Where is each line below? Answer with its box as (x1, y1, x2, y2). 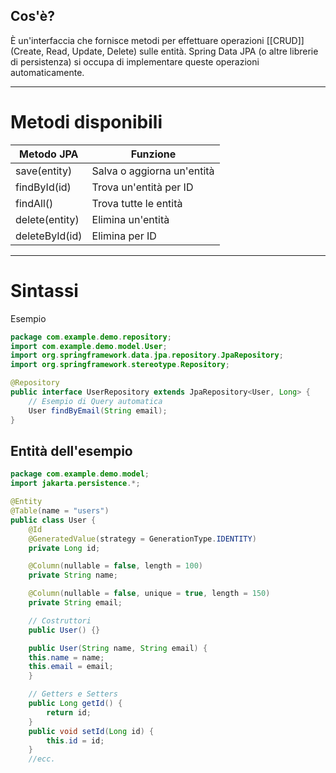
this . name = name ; (28, 652, 105, 663)
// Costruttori (28, 615, 92, 626)
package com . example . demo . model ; (10, 469, 150, 479)
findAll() (15, 196, 54, 210)
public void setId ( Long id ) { (28, 726, 155, 736)
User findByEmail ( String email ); (28, 405, 168, 416)
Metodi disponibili (10, 111, 163, 133)
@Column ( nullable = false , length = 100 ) (28, 561, 203, 571)
